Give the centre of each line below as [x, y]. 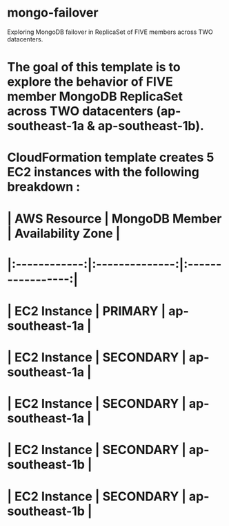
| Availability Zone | [64, 233]
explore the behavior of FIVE [90, 82]
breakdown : [44, 187]
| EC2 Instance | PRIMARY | [87, 311]
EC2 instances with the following [103, 172]
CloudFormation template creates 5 [111, 158]
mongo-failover [53, 13]
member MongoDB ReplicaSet [95, 96]
